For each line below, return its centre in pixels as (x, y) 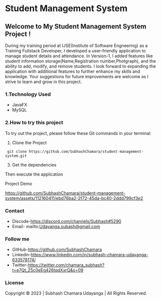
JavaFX (20, 105)
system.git (16, 156)
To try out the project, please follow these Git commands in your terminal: (78, 133)
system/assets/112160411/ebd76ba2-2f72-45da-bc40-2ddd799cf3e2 (74, 198)
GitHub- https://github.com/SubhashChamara (57, 250)
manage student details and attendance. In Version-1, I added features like (79, 56)
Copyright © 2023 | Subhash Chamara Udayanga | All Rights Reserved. (76, 293)
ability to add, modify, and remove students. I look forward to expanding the (80, 66)
